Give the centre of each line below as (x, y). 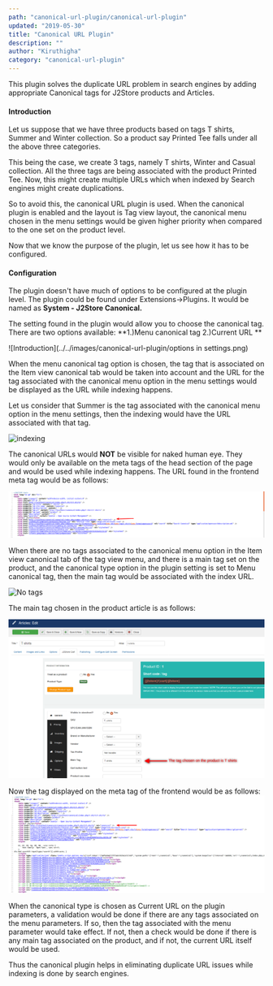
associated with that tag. (50, 423)
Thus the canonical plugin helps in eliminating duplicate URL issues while (131, 965)
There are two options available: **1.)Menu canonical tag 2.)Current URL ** (135, 332)
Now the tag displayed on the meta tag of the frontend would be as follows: (135, 791)
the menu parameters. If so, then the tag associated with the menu (120, 923)
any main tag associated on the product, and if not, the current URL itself (130, 941)
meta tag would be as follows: (58, 480)
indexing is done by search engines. (69, 974)
